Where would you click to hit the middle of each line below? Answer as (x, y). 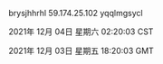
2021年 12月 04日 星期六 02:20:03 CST (81, 32)
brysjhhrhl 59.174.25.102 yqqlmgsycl (76, 13)
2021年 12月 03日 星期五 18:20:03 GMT (81, 50)
